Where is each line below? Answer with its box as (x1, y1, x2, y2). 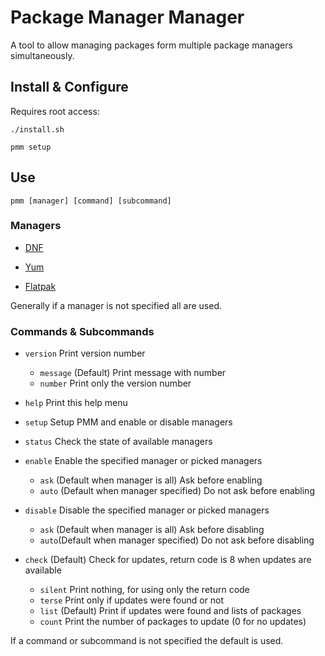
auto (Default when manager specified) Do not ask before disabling (39, 534, 315, 546)
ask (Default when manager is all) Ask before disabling (39, 524, 265, 536)
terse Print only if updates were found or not (39, 594, 225, 606)
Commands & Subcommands (10, 324, 155, 338)
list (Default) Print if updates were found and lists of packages (39, 605, 302, 617)
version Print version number (24, 347, 146, 360)
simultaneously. (10, 49, 75, 61)
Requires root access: (10, 105, 100, 117)
